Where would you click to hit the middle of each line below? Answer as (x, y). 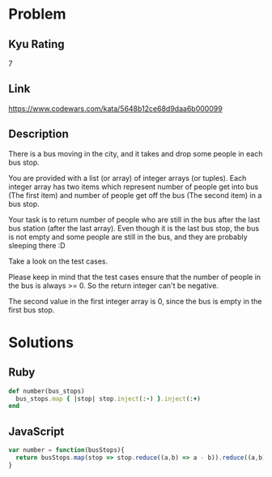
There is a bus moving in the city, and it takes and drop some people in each (136, 153)
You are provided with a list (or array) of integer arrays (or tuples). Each (127, 178)
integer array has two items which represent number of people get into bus (134, 187)
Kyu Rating (36, 44)
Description (38, 134)
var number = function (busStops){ (67, 450)
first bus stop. (32, 310)
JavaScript (36, 431)
